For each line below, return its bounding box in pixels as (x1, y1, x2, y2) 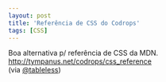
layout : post (8, 11, 52, 20)
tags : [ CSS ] (8, 26, 48, 34)
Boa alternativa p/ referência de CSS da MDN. (8, 49, 159, 58)
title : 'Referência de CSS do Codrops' (8, 19, 141, 27)
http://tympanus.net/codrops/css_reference (8, 57, 152, 66)
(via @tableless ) (8, 65, 61, 75)
